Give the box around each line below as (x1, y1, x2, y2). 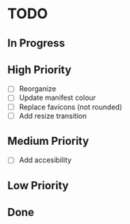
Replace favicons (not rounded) (18, 102, 123, 112)
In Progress (7, 36, 65, 50)
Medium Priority (7, 135, 90, 148)
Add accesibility (18, 155, 72, 165)
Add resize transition (18, 111, 87, 120)
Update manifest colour (18, 93, 97, 103)
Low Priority (7, 179, 69, 192)
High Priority (7, 63, 72, 76)
